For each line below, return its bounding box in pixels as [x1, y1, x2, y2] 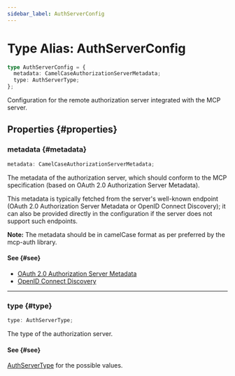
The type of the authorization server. [7, 330, 113, 337]
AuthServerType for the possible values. [7, 361, 123, 370]
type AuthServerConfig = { [7, 64, 86, 71]
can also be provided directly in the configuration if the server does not [7, 209, 213, 217]
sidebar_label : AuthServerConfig [7, 10, 105, 18]
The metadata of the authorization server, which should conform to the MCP [7, 173, 227, 182]
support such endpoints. [7, 217, 78, 225]
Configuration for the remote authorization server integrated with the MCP [7, 96, 221, 105]
